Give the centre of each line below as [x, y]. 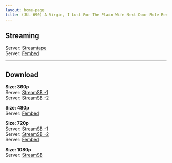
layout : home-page [25, 10]
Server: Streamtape [26, 48]
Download [22, 74]
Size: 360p [17, 87]
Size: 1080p [18, 150]
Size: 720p [17, 123]
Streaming [22, 36]
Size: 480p [17, 108]
